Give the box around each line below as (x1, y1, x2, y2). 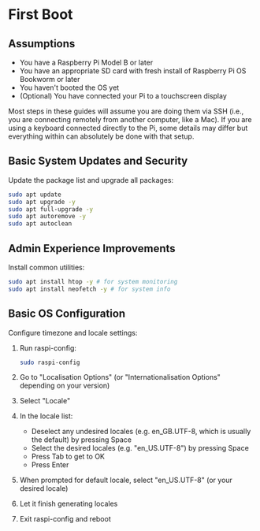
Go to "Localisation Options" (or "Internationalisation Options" (19, 373, 221, 382)
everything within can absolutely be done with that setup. (8, 132, 195, 141)
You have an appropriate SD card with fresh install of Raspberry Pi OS (19, 66, 247, 76)
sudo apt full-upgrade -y (8, 205, 93, 214)
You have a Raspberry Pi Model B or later (19, 58, 154, 67)
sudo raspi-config (19, 358, 80, 366)
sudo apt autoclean (8, 220, 72, 228)
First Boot (8, 6, 73, 24)
